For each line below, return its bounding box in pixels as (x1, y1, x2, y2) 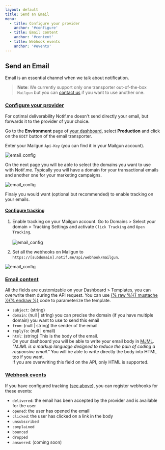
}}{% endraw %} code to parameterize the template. (5, 298, 111, 304)
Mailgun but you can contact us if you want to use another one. (17, 89, 145, 96)
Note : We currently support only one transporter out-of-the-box (17, 84, 147, 90)
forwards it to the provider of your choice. (5, 118, 90, 124)
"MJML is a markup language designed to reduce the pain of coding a (12, 343, 156, 349)
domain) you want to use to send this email (12, 317, 100, 323)
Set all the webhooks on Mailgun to (12, 249, 83, 254)
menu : (5, 16, 16, 21)
